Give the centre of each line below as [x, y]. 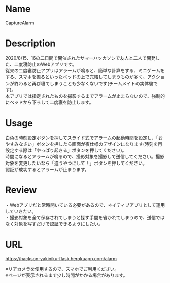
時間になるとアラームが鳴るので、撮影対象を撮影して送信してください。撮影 [85, 156]
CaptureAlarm [20, 23]
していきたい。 [21, 211]
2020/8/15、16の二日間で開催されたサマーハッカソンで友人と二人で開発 [80, 58]
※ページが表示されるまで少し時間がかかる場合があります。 [66, 275]
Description [30, 43]
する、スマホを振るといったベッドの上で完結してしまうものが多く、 [76, 77]
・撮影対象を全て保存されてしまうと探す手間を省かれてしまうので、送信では [85, 217]
